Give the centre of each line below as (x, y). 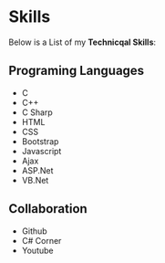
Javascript (41, 151)
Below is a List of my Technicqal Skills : (82, 42)
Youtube (37, 250)
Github (34, 231)
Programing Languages (77, 71)
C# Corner (41, 240)
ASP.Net (37, 170)
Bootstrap (40, 141)
